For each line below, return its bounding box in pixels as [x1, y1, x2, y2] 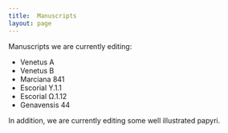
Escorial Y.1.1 [19, 82, 63, 93]
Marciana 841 [19, 74, 65, 84]
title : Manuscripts [8, 11, 78, 20]
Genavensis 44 [19, 100, 71, 110]
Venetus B [19, 65, 55, 75]
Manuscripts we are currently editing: [8, 41, 132, 51]
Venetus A [19, 57, 55, 67]
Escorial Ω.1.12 [19, 91, 67, 101]
